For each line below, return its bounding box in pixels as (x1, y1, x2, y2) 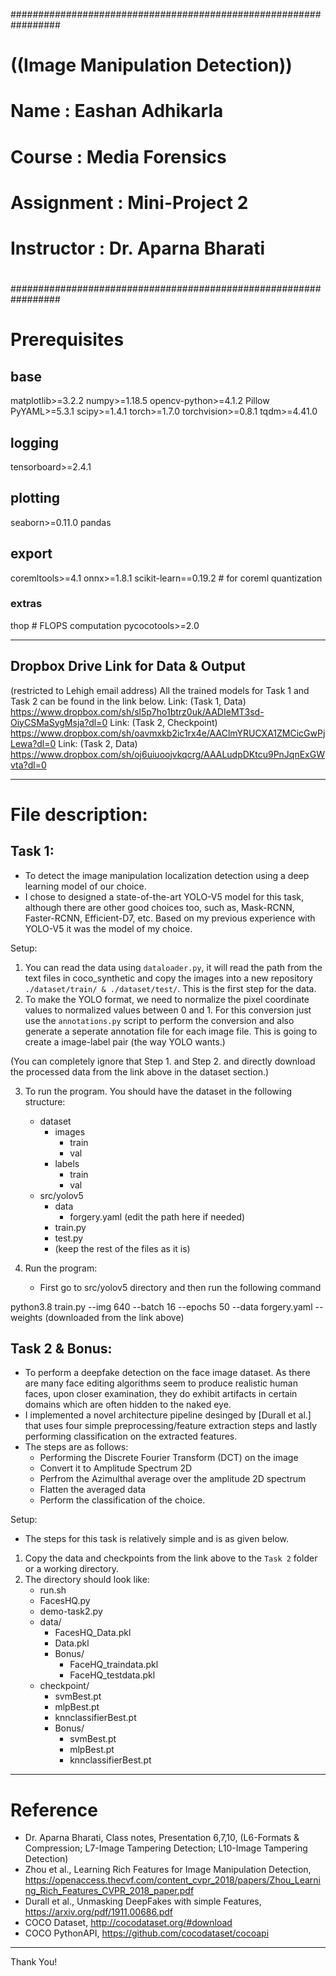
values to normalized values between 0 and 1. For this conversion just (24, 1004, 312, 1016)
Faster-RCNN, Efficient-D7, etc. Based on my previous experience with (24, 912, 316, 924)
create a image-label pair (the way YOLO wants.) (24, 1035, 226, 1048)
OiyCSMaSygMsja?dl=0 (10, 716, 108, 728)
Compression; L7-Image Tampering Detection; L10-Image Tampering (24, 1842, 308, 1854)
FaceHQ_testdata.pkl (69, 1669, 156, 1681)
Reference (10, 1799, 98, 1821)
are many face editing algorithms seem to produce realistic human (24, 1377, 298, 1389)
